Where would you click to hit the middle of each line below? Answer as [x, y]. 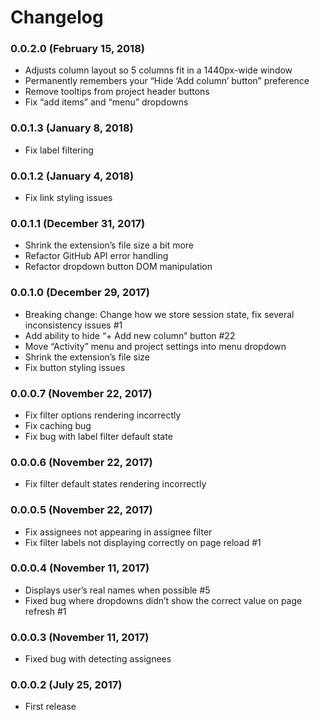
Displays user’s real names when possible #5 [117, 590]
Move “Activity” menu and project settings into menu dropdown [155, 346]
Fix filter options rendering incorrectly [103, 415]
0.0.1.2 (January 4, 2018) [72, 176]
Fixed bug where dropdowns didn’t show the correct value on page [163, 600]
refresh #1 [45, 611]
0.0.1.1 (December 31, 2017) [78, 223]
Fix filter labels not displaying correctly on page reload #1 [143, 542]
